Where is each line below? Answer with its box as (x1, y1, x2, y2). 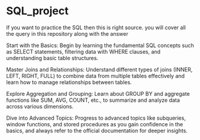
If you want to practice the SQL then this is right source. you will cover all (6, 24, 186, 31)
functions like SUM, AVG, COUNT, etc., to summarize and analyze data (6, 97, 180, 104)
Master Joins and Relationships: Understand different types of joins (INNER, (6, 66, 193, 73)
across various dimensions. (6, 102, 73, 110)
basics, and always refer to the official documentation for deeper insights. (6, 127, 188, 134)
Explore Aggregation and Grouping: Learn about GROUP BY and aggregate (6, 90, 190, 97)
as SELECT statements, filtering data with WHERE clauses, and (6, 48, 161, 55)
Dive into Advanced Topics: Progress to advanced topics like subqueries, (6, 114, 186, 122)
